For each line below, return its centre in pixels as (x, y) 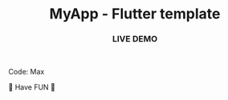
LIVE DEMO (135, 39)
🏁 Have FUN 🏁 (32, 87)
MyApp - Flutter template (135, 14)
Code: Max (26, 72)
